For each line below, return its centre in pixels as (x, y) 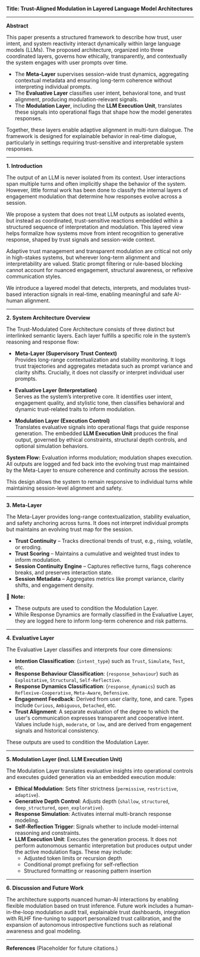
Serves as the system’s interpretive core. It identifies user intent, (93, 396)
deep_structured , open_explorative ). (59, 808)
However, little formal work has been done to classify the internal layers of (97, 190)
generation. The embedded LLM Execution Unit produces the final (96, 433)
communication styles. (34, 276)
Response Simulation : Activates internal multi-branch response (93, 814)
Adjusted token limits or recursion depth (73, 858)
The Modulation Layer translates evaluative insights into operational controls (100, 771)
